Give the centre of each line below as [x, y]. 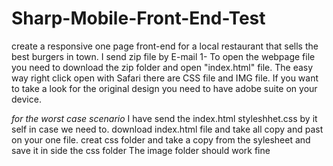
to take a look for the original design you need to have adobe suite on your [164, 88]
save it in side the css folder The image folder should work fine [141, 150]
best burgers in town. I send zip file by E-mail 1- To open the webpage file [163, 56]
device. [26, 99]
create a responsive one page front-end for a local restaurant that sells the [165, 46]
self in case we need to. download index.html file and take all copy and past [167, 129]
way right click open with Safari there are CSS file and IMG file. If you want [165, 78]
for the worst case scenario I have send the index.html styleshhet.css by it [164, 118]
